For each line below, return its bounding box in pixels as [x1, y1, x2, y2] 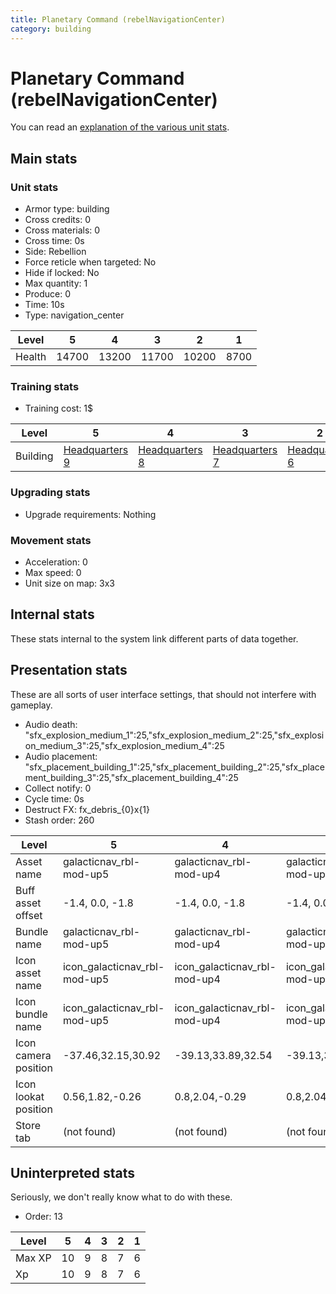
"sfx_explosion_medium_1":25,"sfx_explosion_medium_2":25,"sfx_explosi [24, 729, 325, 741]
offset [15, 908, 43, 922]
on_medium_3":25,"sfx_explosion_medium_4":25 [24, 739, 225, 751]
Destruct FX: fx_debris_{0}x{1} [24, 803, 151, 815]
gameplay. [10, 699, 53, 711]
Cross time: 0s [24, 235, 85, 247]
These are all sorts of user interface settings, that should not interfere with [10, 688, 317, 700]
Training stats [10, 380, 80, 394]
